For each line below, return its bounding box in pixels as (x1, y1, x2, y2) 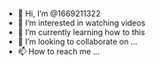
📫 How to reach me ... (17, 47, 100, 56)
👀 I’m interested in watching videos (17, 18, 146, 28)
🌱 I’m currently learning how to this (17, 27, 146, 37)
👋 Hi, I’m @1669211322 (17, 9, 101, 18)
